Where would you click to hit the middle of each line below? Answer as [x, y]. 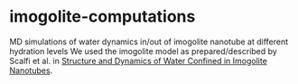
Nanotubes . [31, 70]
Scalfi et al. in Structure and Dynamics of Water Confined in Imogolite [139, 61]
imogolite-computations [102, 17]
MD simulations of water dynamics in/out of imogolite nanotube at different [149, 42]
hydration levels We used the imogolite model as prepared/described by [143, 51]
